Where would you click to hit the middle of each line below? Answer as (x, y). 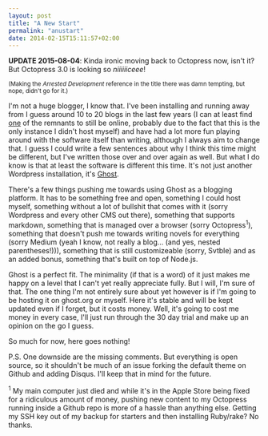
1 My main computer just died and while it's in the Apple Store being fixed (129, 390)
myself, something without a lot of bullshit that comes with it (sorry (118, 207)
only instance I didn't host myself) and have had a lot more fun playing (124, 131)
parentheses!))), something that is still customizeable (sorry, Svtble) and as (132, 250)
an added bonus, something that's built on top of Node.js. (103, 259)
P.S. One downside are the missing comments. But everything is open (123, 357)
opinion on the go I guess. (51, 325)
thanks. (21, 425)
